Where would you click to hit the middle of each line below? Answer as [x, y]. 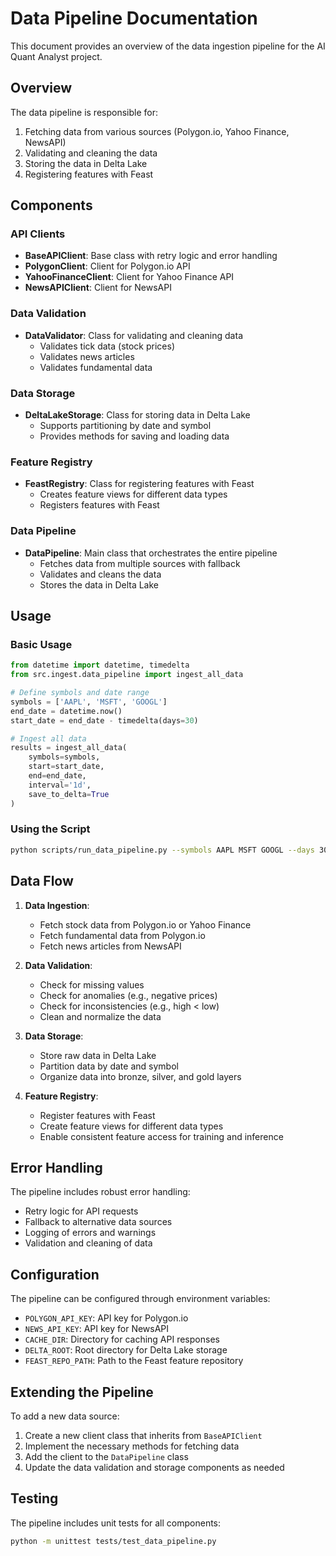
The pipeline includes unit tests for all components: [116, 1523]
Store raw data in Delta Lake [98, 1055]
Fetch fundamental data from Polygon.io [122, 935]
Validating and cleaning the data [91, 153]
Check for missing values [92, 984]
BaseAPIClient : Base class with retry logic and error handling [151, 256]
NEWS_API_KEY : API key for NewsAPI [97, 1329]
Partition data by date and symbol [109, 1066]
